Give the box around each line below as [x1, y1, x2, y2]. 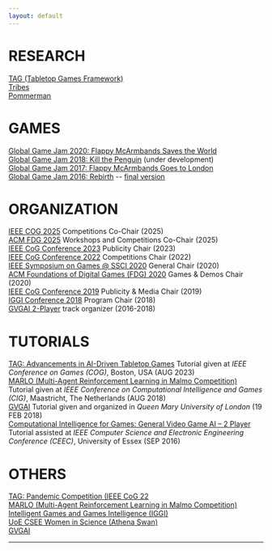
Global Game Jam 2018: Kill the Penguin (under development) [8, 155, 215, 164]
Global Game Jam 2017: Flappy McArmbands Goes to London [8, 163, 214, 172]
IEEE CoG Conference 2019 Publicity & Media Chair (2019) [8, 286, 202, 296]
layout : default [8, 11, 63, 20]
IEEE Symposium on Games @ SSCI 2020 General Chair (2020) [8, 261, 220, 271]
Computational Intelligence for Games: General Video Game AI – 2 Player [8, 419, 251, 429]
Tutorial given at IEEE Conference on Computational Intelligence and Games [8, 385, 263, 395]
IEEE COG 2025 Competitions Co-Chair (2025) [8, 227, 164, 236]
